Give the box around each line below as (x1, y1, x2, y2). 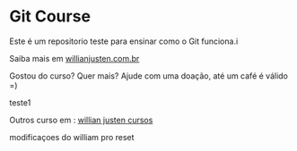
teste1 (9, 96, 31, 108)
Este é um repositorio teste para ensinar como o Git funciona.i (9, 36, 239, 46)
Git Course (9, 6, 92, 27)
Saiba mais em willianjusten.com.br (9, 53, 140, 63)
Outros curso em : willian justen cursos (9, 114, 153, 125)
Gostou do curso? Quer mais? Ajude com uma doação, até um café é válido (9, 70, 289, 81)
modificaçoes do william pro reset (9, 131, 135, 142)
